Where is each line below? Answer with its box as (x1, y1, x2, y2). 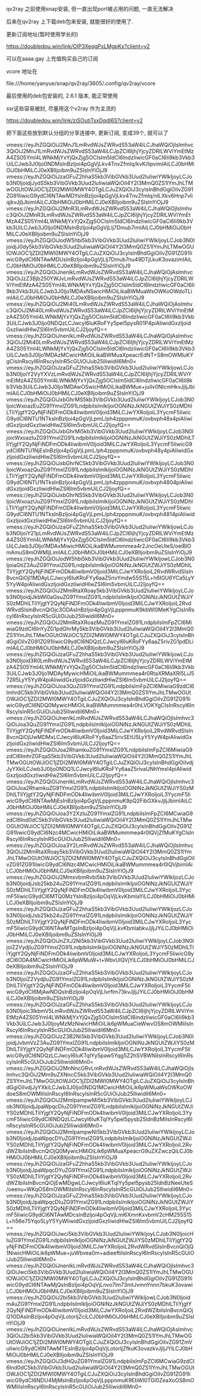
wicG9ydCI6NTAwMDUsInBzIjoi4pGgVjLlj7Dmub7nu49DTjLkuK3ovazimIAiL (6, 256, 193, 263)
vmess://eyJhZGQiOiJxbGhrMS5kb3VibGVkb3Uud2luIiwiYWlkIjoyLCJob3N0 (6, 396, 194, 403)
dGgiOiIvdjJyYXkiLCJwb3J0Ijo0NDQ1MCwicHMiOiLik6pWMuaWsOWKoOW (6, 1084, 193, 1091)
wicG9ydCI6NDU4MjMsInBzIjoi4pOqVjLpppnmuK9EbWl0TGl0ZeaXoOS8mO (6, 1377, 194, 1383)
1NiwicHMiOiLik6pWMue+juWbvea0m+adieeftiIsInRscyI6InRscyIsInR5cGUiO (6, 1249, 194, 1256)
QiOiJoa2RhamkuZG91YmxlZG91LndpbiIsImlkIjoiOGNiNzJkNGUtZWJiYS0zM (6, 785, 194, 791)
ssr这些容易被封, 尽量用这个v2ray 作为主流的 (6, 105, 117, 112)
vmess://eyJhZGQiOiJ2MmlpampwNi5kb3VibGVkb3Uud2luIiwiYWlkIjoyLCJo (6, 1129, 195, 1135)
